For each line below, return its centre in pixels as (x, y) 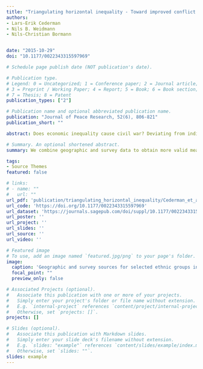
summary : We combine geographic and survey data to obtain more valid (97, 150)
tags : (13, 161)
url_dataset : (23, 211)
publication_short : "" (35, 123)
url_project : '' (27, 223)
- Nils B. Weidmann (31, 29)
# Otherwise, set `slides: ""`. (50, 351)
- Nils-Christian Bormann (39, 34)
